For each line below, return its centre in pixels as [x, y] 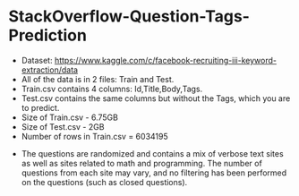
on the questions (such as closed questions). [104, 182]
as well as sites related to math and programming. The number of [142, 163]
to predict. [40, 107]
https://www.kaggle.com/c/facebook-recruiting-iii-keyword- [165, 60]
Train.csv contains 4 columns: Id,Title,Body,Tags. [112, 89]
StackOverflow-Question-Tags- [129, 17]
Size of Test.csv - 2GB [63, 126]
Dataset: [37, 60]
